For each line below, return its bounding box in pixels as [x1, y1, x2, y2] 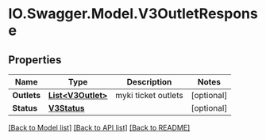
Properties [8, 53, 62, 66]
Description [126, 77, 172, 87]
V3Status [48, 103, 85, 113]
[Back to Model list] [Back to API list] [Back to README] [8, 123, 191, 132]
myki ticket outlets [114, 90, 184, 100]
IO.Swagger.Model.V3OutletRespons [8, 5, 258, 23]
